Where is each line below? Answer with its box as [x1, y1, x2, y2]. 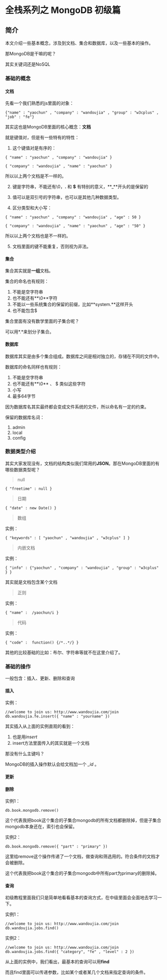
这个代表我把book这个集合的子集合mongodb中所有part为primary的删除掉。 [5, 870, 160, 876]
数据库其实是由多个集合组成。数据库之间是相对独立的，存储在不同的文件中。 [5, 353, 162, 359]
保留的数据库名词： [5, 414, 45, 420]
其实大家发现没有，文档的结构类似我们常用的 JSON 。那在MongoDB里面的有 [5, 460, 160, 466]
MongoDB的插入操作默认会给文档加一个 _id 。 [5, 761, 99, 767]
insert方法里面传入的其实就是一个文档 [12, 740, 90, 746]
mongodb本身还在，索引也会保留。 [5, 824, 78, 830]
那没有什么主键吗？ [5, 751, 45, 757]
